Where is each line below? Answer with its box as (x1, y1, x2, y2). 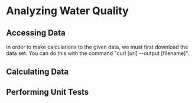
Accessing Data (6, 28, 66, 38)
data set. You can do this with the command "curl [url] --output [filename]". (6, 50, 190, 57)
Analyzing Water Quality (6, 4, 129, 18)
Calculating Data (6, 67, 69, 77)
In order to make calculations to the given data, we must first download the (6, 43, 188, 50)
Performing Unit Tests (6, 87, 89, 97)
